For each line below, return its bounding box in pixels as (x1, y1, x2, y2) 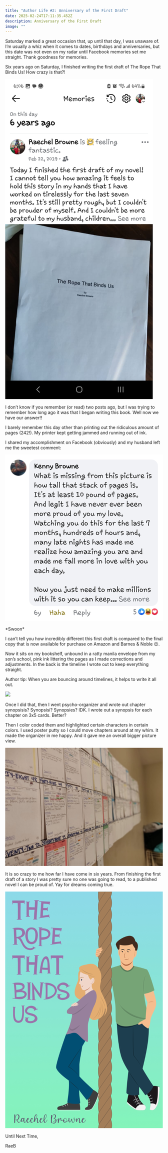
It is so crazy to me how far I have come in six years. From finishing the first (5, 871, 161, 877)
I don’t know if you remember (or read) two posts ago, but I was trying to (5, 404, 155, 410)
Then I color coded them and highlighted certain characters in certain (5, 722, 148, 728)
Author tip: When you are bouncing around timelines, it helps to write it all (5, 676, 156, 682)
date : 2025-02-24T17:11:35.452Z (5, 13, 72, 18)
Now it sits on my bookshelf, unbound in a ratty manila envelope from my (5, 650, 156, 657)
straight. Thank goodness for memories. (5, 54, 88, 60)
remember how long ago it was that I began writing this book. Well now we (5, 409, 159, 415)
